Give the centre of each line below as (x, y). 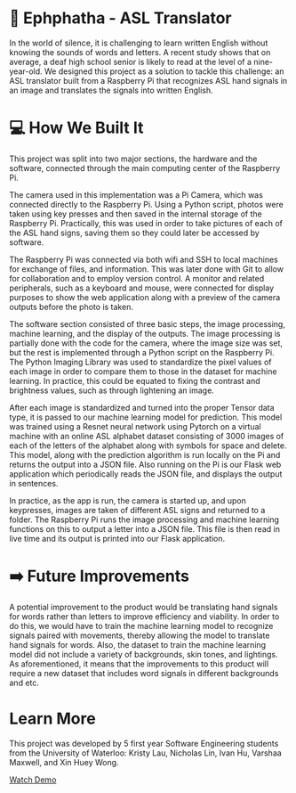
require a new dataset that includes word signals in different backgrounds (144, 673)
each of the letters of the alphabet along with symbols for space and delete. (148, 446)
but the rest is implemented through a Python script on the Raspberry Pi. (142, 352)
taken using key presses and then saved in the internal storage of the (136, 214)
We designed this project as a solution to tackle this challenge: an (164, 71)
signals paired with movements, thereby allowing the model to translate (140, 635)
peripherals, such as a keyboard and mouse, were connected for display (142, 288)
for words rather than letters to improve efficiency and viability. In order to (144, 616)
